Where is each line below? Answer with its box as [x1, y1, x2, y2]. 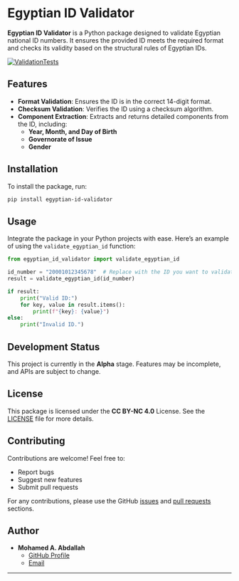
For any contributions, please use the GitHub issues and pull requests [7, 496, 211, 505]
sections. [7, 504, 34, 513]
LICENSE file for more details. [7, 414, 94, 423]
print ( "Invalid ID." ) [20, 321, 84, 328]
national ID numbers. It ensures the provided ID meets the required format [7, 36, 224, 44]
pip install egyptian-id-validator [7, 196, 113, 203]
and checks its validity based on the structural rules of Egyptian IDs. [7, 43, 208, 52]
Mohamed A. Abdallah [17, 543, 85, 553]
